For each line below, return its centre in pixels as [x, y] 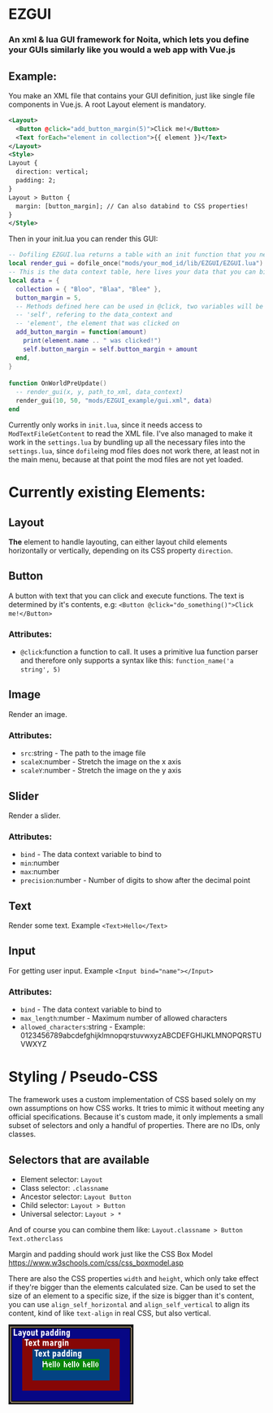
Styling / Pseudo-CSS [83, 1077]
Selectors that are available [79, 1159]
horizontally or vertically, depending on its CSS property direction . [121, 550]
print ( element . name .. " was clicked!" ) [92, 341]
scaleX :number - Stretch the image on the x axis [100, 762]
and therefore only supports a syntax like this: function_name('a [127, 661]
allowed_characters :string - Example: [82, 1027]
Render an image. [38, 714]
